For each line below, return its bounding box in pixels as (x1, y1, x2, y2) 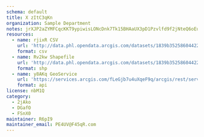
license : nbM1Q (6, 88, 45, 94)
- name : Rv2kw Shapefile (12, 54, 75, 60)
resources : (6, 32, 34, 38)
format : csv (17, 48, 47, 55)
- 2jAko (12, 99, 32, 105)
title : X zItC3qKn (6, 15, 53, 21)
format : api (17, 82, 47, 89)
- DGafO (12, 104, 32, 111)
